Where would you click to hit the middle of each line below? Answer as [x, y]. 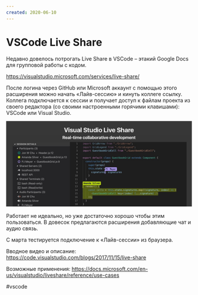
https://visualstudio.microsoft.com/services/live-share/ [73, 76]
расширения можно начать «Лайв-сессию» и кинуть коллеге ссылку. [94, 94]
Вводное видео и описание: [41, 251]
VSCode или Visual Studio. [39, 112]
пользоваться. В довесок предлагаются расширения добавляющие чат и [99, 222]
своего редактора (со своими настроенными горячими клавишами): [93, 107]
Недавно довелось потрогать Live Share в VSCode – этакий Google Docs [97, 58]
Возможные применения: [38, 269]
